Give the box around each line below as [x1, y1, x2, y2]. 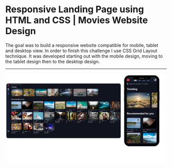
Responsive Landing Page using [5, 4, 144, 15]
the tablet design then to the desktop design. [5, 58, 100, 64]
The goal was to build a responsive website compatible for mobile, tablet [5, 42, 159, 48]
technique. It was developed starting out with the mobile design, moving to [5, 53, 163, 59]
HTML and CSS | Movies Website [5, 14, 148, 26]
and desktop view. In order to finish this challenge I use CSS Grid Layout [5, 47, 158, 54]
